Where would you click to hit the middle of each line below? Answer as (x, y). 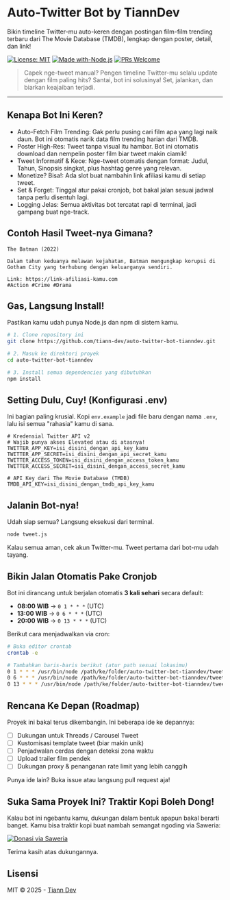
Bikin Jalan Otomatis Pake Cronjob (82, 576)
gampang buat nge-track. (53, 212)
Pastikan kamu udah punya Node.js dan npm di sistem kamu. (93, 323)
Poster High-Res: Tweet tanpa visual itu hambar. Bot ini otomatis (107, 146)
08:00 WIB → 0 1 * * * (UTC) (61, 606)
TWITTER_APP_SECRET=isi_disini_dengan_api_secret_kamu (87, 454)
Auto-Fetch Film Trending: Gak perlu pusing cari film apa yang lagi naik (117, 132)
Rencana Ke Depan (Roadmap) (74, 706)
